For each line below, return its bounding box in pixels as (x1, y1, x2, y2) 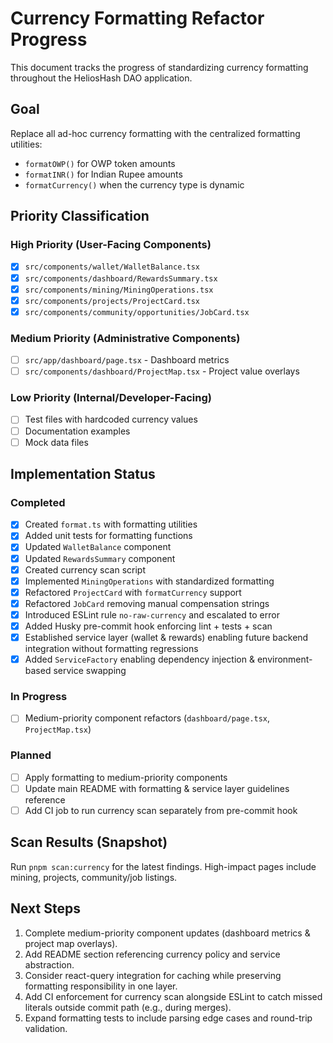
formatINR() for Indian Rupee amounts (24, 168, 183, 180)
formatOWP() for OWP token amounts (24, 157, 176, 169)
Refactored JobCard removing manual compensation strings (24, 597, 270, 609)
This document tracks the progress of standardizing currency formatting (10, 61, 309, 73)
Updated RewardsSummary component (24, 552, 176, 564)
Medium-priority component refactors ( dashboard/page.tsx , (24, 712, 271, 724)
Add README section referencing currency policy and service (24, 948, 281, 960)
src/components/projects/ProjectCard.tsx (24, 296, 200, 306)
